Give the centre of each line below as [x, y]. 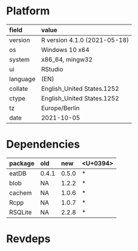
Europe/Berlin [60, 108]
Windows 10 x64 [65, 50]
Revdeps [28, 239]
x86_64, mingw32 [67, 59]
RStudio [52, 69]
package [22, 163]
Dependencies [43, 144]
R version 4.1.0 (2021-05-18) [85, 40]
